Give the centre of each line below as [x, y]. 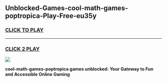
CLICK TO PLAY [24, 30]
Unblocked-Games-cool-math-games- [67, 8]
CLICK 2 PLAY [22, 49]
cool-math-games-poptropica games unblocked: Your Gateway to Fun [79, 69]
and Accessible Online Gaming [38, 74]
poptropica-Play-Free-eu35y [51, 16]
